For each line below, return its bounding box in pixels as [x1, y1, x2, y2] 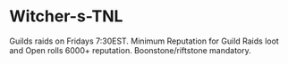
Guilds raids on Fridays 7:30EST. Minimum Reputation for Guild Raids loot [9, 36, 279, 46]
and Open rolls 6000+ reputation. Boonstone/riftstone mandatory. [9, 44, 252, 55]
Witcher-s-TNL [9, 6, 123, 27]
